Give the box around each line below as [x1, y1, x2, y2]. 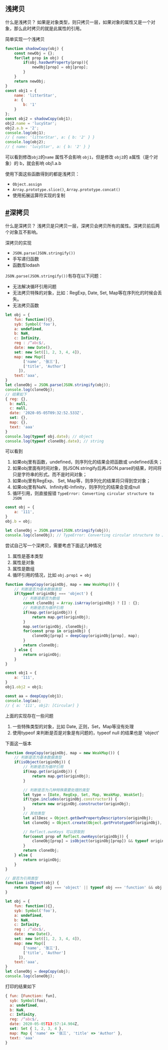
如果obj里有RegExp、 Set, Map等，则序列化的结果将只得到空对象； [12, 478, 151, 484]
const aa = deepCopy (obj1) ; [5, 693, 64, 698]
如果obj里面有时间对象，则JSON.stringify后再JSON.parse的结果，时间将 [12, 465, 162, 471]
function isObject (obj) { [5, 881, 59, 886]
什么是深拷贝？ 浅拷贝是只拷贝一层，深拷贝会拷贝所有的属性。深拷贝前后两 [5, 223, 160, 229]
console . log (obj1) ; [5, 130, 46, 135]
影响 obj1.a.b [35, 160, 61, 166]
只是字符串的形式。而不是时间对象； [12, 472, 87, 478]
